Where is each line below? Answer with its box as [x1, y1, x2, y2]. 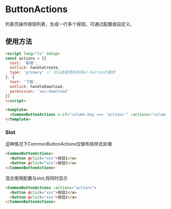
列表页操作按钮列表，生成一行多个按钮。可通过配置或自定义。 [5, 21, 135, 27]
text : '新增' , [10, 60, 38, 65]
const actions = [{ [5, 56, 47, 61]
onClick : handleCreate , [10, 65, 60, 71]
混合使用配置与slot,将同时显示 [5, 175, 68, 181]
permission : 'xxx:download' [10, 89, 70, 94]
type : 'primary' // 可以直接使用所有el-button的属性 [10, 70, 116, 75]
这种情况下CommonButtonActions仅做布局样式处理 [5, 141, 112, 147]
